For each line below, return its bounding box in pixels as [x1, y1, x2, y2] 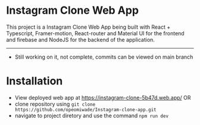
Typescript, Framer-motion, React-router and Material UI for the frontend [6, 29, 185, 36]
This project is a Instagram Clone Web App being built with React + [6, 23, 171, 31]
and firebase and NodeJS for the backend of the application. [6, 36, 155, 43]
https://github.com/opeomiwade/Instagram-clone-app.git [14, 106, 157, 112]
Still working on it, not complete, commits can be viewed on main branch [14, 53, 193, 60]
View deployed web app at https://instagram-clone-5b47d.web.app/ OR [14, 94, 192, 101]
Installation [6, 74, 63, 88]
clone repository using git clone [14, 100, 96, 108]
